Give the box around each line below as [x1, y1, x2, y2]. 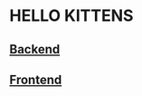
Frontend [9, 72, 62, 87]
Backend [9, 42, 61, 57]
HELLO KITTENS [9, 5, 134, 26]
